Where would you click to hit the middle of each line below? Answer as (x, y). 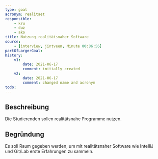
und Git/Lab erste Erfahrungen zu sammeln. (49, 151)
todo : (11, 87)
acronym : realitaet (25, 14)
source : (13, 42)
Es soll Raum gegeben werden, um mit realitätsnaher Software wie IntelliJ (79, 146)
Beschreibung (27, 107)
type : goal (16, 10)
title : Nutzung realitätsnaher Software (47, 37)
